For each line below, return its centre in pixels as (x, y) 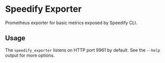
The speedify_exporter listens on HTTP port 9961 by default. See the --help (83, 50)
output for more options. (30, 55)
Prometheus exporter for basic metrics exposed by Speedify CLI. (71, 23)
